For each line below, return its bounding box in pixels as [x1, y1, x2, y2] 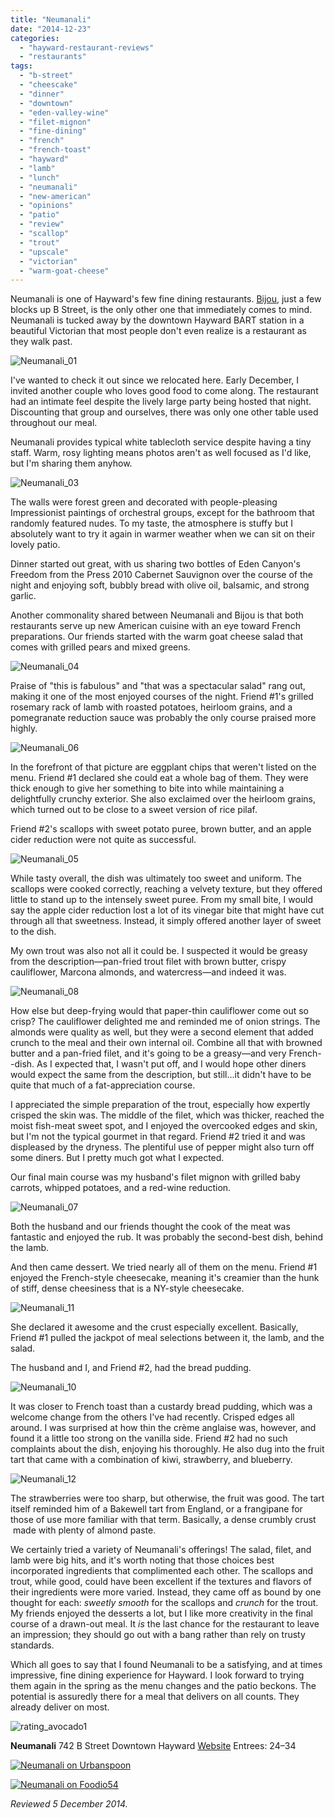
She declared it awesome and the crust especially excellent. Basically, [10, 1321, 299, 1333]
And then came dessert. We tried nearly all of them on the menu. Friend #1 [10, 1261, 318, 1273]
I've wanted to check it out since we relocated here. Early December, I [10, 374, 300, 386]
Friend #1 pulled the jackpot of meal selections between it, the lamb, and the [10, 1332, 325, 1344]
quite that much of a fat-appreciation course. [10, 1079, 196, 1091]
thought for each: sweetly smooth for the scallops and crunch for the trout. [10, 1597, 319, 1609]
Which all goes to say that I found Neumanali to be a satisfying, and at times [10, 1659, 323, 1671]
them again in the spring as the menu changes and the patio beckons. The [10, 1680, 317, 1692]
